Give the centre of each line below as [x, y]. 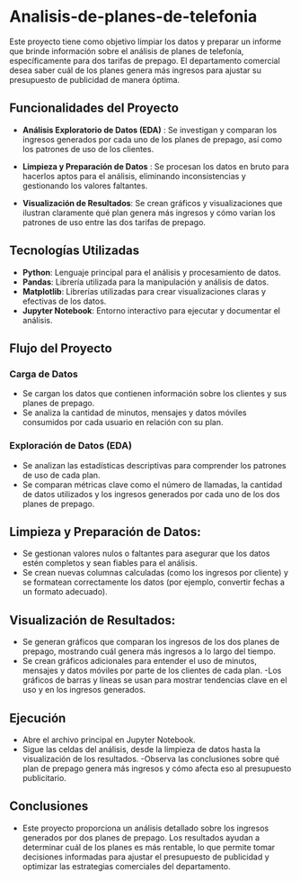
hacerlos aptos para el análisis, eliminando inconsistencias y [134, 176]
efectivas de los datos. [64, 301]
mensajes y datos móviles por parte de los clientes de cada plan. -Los [152, 671]
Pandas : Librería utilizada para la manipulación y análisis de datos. [146, 282]
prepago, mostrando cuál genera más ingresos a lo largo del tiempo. [149, 651]
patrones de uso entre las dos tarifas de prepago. [114, 222]
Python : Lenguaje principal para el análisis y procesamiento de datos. [151, 272]
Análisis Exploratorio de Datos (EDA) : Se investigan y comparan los [150, 130]
